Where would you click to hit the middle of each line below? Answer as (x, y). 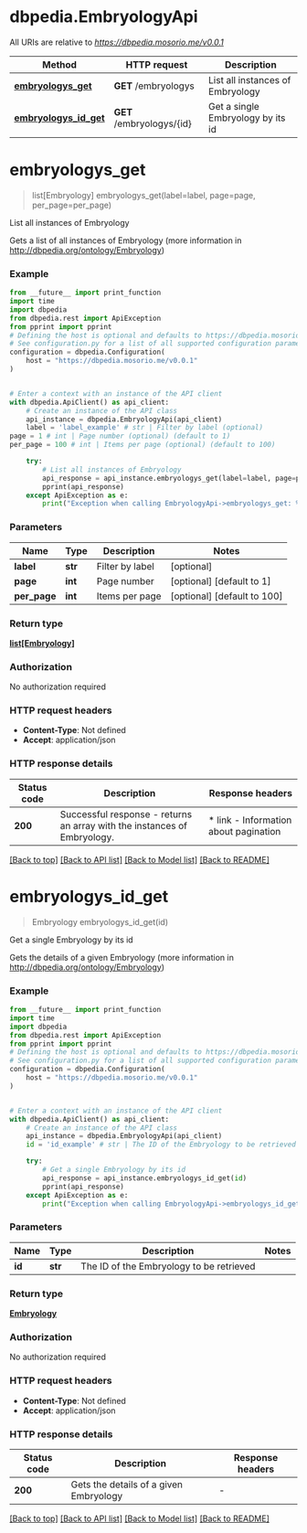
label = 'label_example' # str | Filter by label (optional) (144, 428)
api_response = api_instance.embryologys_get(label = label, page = (169, 478)
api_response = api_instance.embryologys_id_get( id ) (145, 1178)
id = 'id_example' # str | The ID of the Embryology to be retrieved (161, 1144)
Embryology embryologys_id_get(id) (100, 921)
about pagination (245, 831)
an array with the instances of (123, 825)
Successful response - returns (126, 814)
